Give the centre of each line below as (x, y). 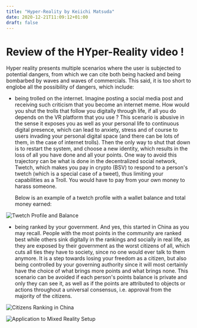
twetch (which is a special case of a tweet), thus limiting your (89, 174)
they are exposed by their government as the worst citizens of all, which (102, 246)
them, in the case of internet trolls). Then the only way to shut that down (102, 142)
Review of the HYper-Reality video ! (95, 52)
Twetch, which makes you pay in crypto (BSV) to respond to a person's (101, 168)
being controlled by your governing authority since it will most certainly (101, 265)
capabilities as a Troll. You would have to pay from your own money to (100, 180)
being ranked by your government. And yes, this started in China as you (102, 227)
